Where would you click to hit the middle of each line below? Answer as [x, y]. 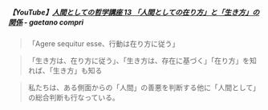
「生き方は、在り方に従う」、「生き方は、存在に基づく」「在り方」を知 [142, 61]
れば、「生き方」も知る [65, 70]
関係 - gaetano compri [46, 22]
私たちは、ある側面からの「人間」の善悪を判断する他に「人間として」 [144, 87]
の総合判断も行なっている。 [74, 97]
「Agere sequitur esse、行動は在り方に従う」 [104, 43]
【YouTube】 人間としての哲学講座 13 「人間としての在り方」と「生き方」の [134, 12]
